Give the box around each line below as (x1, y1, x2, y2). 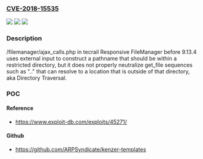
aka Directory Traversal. (6, 74, 67, 81)
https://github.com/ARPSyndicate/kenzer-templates (15, 146, 147, 153)
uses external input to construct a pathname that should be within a (6, 54, 177, 62)
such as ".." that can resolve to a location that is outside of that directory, (6, 67, 190, 75)
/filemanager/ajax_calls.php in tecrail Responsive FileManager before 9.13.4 (6, 48, 197, 56)
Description (6, 34, 42, 43)
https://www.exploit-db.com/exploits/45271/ (15, 118, 128, 125)
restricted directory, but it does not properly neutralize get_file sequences (6, 61, 193, 68)
